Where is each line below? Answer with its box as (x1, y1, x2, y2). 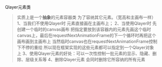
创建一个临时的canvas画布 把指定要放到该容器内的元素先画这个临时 (16, 27, 151, 32)
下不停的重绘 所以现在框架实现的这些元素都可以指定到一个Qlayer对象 (16, 45, 154, 50)
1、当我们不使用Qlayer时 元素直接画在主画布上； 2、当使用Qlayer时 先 (16, 21, 157, 26)
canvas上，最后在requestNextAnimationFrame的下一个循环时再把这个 (16, 33, 156, 38)
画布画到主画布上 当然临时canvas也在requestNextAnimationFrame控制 (16, 39, 158, 44)
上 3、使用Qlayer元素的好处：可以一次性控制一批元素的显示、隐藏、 (16, 51, 153, 56)
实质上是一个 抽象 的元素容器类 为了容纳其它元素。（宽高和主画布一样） (16, 14, 156, 20)
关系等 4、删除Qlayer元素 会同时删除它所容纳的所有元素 (33, 57, 146, 62)
